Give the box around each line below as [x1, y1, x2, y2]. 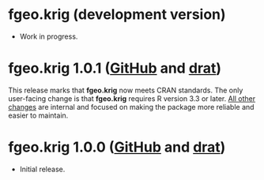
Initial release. [19, 164, 66, 174]
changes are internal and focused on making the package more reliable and [8, 102, 255, 111]
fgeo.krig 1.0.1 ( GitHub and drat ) [8, 59, 222, 77]
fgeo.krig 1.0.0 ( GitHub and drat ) [8, 138, 226, 156]
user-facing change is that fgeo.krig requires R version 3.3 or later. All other [8, 93, 256, 103]
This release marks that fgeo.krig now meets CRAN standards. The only [8, 85, 243, 95]
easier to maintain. [8, 111, 69, 120]
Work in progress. [19, 32, 78, 41]
